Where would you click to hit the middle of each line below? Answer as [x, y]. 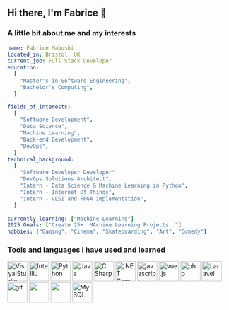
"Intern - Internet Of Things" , [67, 193]
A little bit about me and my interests [72, 33]
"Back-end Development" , [57, 140]
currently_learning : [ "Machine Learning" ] [71, 219]
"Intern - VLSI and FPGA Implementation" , [83, 199]
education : [23, 68]
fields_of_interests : [39, 107]
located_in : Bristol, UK [44, 54]
